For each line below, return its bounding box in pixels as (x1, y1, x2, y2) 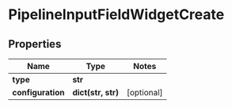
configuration (12, 87, 65, 98)
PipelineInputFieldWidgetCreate (8, 6, 225, 24)
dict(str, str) (72, 87, 120, 98)
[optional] (126, 87, 164, 98)
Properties (8, 37, 62, 51)
